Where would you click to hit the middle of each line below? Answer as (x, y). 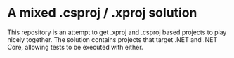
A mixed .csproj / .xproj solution (102, 13)
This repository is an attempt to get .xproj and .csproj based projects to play (117, 32)
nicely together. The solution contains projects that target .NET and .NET (112, 39)
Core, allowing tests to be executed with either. (75, 47)
